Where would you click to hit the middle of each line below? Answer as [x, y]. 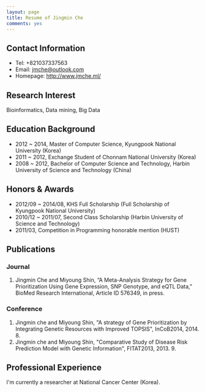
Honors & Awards [40, 190]
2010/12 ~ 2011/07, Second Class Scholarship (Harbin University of [99, 217]
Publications [31, 250]
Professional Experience [54, 367]
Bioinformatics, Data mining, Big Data [53, 110]
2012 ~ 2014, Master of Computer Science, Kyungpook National [95, 144]
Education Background [51, 129]
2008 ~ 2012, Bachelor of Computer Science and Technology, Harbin [102, 164]
